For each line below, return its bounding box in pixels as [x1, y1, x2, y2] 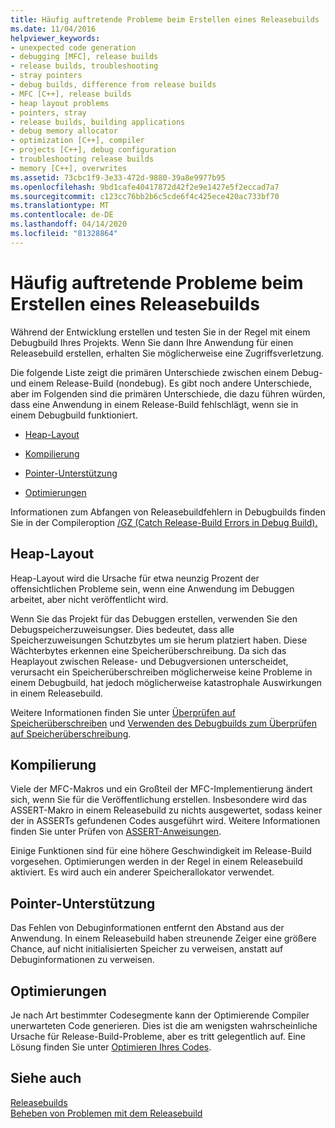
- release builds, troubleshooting [10, 61, 159, 71]
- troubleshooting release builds [10, 154, 155, 164]
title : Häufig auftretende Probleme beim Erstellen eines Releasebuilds [10, 14, 320, 25]
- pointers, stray [10, 107, 87, 118]
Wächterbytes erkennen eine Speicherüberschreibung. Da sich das [10, 644, 287, 656]
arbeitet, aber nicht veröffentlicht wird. [10, 593, 169, 605]
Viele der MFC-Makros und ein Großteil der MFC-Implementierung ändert [10, 783, 313, 795]
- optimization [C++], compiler [10, 136, 145, 146]
